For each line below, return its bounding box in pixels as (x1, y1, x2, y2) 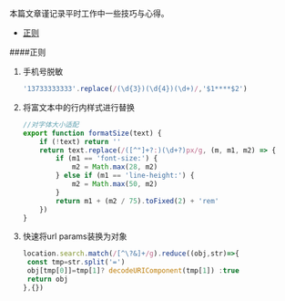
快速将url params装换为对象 (22, 231, 127, 242)
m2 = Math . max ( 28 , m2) (71, 162, 158, 171)
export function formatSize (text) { (22, 129, 162, 138)
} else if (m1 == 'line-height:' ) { (56, 171, 195, 181)
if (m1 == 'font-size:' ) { (56, 154, 158, 163)
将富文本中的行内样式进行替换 (22, 101, 135, 112)
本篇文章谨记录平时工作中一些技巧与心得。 (9, 8, 169, 18)
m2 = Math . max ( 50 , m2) (71, 180, 158, 189)
